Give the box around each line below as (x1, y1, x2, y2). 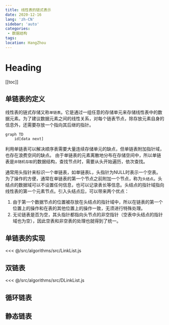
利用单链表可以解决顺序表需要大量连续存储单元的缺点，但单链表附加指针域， (5, 146, 164, 152)
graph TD (5, 132, 24, 137)
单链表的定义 (5, 95, 45, 104)
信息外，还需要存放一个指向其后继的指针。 (5, 122, 94, 128)
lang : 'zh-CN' (5, 17, 35, 22)
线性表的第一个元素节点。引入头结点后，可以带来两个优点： (5, 188, 129, 194)
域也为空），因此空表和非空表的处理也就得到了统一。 (12, 218, 121, 224)
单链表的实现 (5, 234, 45, 243)
